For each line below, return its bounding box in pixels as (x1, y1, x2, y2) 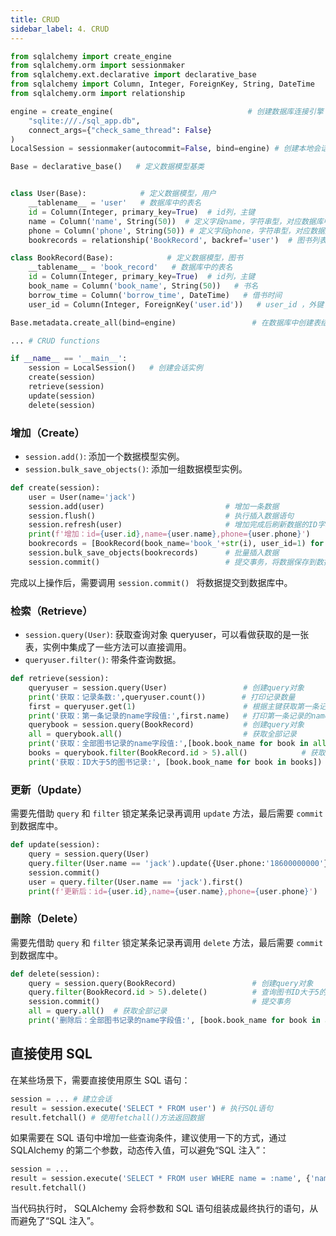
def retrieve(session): (10, 674, 110, 684)
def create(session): (10, 482, 101, 493)
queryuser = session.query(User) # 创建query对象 (28, 682, 305, 693)
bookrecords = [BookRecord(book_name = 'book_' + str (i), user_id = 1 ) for (28, 539, 325, 549)
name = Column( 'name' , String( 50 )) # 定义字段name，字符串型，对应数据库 (28, 216, 324, 226)
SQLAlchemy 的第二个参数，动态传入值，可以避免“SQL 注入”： (10, 1144, 269, 1156)
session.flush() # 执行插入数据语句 (28, 511, 295, 521)
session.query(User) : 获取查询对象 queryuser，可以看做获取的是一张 (24, 629, 310, 641)
